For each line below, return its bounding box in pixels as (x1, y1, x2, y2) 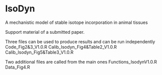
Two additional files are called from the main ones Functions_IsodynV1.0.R (5, 59, 157, 65)
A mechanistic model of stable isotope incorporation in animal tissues (5, 19, 148, 25)
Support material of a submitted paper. (5, 29, 85, 35)
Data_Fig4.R (5, 64, 30, 70)
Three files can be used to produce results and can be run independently (5, 38, 156, 45)
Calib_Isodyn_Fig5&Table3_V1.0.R (5, 49, 74, 55)
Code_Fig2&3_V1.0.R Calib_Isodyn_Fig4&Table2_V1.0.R (5, 44, 117, 50)
